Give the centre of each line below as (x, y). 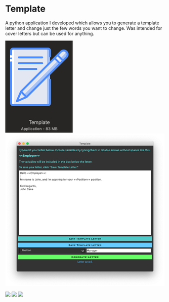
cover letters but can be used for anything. (50, 33)
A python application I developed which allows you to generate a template (82, 23)
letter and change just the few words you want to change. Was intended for (84, 28)
